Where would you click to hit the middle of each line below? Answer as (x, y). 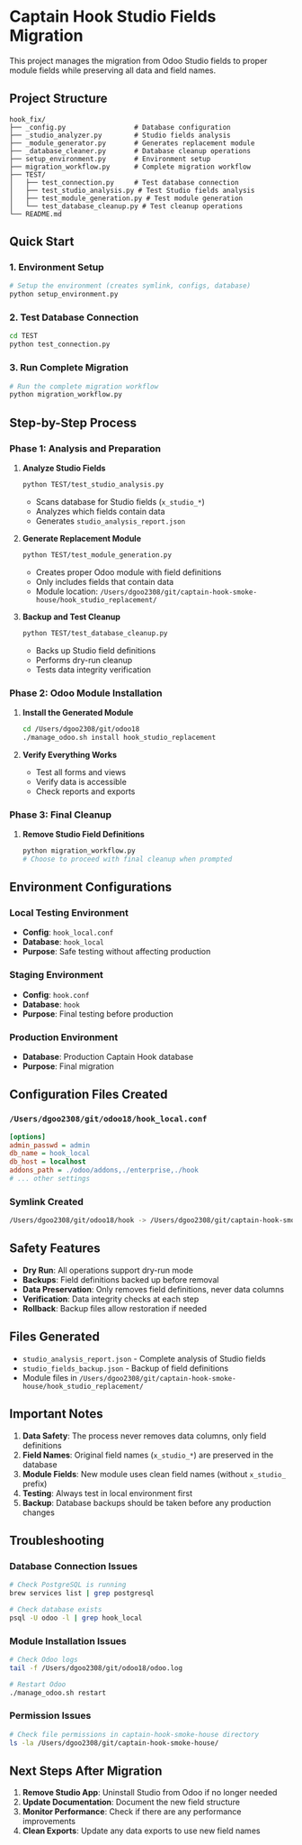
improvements (49, 1822)
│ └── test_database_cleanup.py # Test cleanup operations (126, 206)
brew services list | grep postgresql (82, 1594)
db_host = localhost (48, 1162)
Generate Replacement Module (82, 538)
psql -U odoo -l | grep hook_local (76, 1618)
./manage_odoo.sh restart (58, 1693)
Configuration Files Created (89, 1095)
